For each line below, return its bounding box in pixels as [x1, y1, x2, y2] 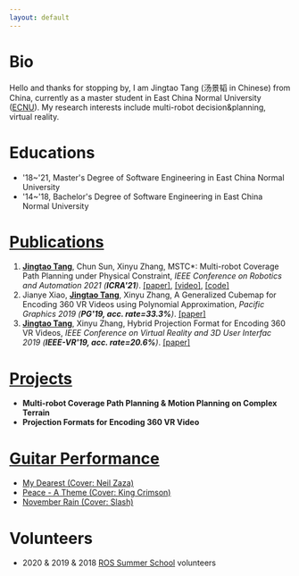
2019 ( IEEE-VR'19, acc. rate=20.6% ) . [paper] [21, 337, 190, 348]
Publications [9, 231, 104, 252]
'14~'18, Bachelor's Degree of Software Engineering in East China [21, 191, 263, 202]
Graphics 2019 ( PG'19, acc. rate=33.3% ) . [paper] [21, 309, 206, 320]
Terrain [21, 407, 51, 418]
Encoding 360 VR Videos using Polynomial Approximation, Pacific [21, 299, 265, 310]
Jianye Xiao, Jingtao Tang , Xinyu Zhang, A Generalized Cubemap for [21, 289, 277, 300]
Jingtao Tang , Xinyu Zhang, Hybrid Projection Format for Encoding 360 [21, 318, 286, 329]
